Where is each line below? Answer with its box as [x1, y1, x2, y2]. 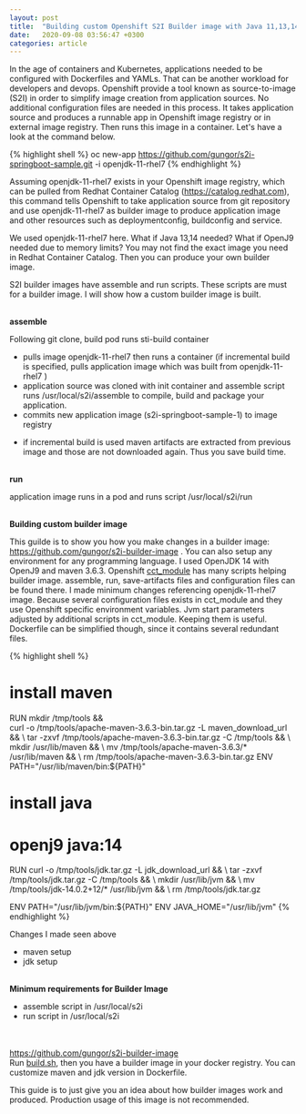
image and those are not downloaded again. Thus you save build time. [22, 447, 287, 458]
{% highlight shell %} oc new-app [9, 149, 137, 160]
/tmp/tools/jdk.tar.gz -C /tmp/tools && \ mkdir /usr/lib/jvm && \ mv [9, 875, 255, 886]
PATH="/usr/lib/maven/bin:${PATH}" [9, 761, 147, 772]
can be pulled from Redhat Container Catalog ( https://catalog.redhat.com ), [9, 186, 290, 197]
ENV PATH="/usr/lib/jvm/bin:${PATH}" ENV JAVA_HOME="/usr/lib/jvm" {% [9, 902, 290, 913]
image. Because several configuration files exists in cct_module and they [9, 594, 283, 605]
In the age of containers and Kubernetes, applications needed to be [9, 64, 263, 75]
